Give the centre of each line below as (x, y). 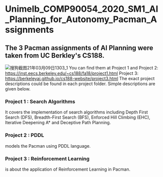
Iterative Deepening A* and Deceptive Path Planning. (58, 123)
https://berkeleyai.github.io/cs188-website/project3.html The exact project (80, 78)
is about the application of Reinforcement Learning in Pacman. (68, 169)
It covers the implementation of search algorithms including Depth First (76, 112)
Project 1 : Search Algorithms (40, 101)
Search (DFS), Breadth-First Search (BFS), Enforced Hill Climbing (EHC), (78, 117)
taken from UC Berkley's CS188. (55, 55)
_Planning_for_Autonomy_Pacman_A (81, 19)
